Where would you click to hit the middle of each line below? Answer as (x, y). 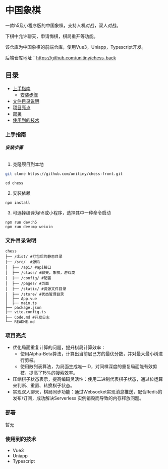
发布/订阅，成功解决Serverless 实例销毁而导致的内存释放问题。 (78, 398)
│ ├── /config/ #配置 (28, 278)
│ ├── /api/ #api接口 (28, 267)
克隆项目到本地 (28, 164)
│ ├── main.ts (21, 303)
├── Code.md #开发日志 (27, 317)
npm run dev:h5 (21, 222)
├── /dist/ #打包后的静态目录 (34, 257)
